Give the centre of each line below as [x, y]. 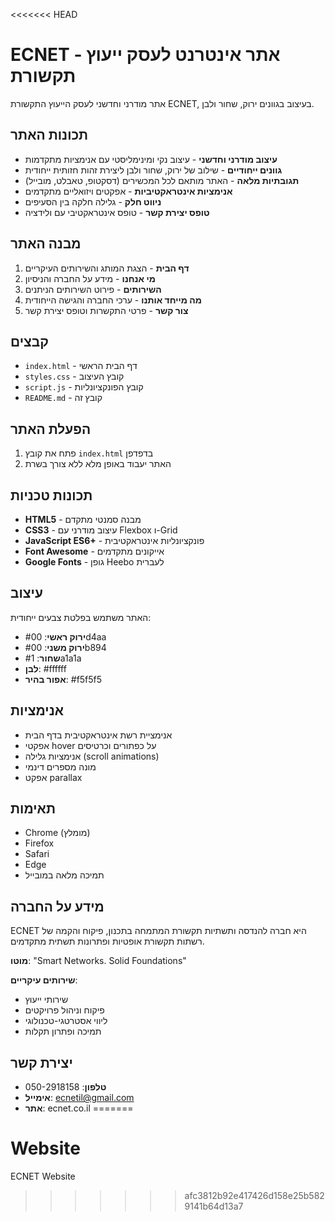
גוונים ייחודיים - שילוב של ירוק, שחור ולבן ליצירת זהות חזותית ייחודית [153, 170]
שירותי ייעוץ [46, 1000]
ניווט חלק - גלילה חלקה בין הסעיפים [93, 201]
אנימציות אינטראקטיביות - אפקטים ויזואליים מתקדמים [128, 191]
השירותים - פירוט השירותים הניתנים [93, 289]
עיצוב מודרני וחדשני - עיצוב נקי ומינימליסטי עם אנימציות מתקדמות [151, 159]
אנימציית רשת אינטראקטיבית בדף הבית [98, 735]
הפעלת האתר [51, 429]
